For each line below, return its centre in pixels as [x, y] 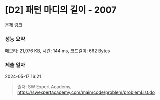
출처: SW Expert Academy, [44, 86]
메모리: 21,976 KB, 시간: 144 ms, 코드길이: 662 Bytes [58, 51]
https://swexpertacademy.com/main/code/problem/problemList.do [86, 92]
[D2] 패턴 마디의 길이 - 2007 [61, 10]
